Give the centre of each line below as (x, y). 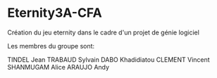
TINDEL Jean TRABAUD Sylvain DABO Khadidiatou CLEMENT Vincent (108, 59)
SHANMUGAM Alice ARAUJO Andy (58, 67)
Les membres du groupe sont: (51, 46)
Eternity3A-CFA (55, 13)
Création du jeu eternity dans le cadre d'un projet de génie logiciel (103, 32)
